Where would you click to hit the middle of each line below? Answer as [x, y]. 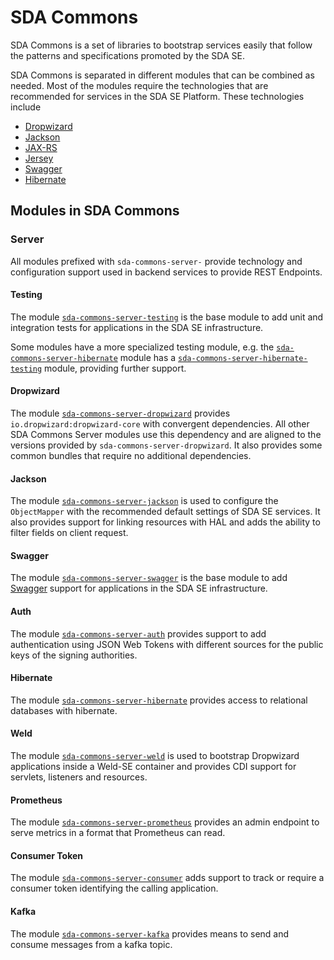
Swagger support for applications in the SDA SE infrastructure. [139, 588]
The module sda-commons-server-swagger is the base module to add [149, 578]
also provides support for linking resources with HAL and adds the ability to [165, 522]
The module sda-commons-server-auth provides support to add [138, 633]
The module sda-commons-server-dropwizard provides [120, 413]
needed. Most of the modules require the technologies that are [139, 85]
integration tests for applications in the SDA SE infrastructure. [137, 327]
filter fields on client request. [69, 533]
